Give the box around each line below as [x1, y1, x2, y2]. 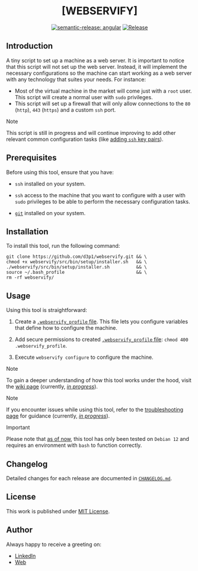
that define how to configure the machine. [14, 324, 117, 332]
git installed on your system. [14, 209, 86, 216]
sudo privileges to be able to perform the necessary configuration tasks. [14, 198, 191, 205]
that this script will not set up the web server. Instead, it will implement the [6, 63, 187, 70]
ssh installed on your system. [14, 180, 86, 187]
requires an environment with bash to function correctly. [6, 441, 142, 449]
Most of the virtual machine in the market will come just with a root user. [14, 87, 192, 94]
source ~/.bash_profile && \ [6, 269, 147, 276]
